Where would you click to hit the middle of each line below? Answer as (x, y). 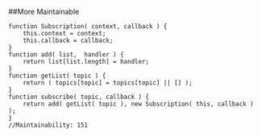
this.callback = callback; (68, 40)
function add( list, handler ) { (66, 55)
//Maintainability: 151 (48, 125)
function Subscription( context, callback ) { (88, 27)
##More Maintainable (44, 12)
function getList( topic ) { (57, 76)
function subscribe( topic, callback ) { (79, 97)
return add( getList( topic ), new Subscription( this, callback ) (138, 104)
